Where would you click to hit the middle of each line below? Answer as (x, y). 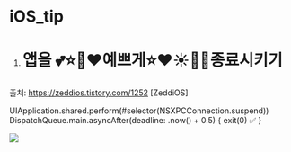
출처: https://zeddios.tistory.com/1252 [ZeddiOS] (99, 93)
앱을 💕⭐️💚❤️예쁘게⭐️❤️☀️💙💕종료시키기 (152, 61)
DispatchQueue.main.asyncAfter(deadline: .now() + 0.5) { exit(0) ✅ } (136, 121)
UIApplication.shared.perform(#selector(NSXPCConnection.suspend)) (139, 111)
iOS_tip (37, 17)
